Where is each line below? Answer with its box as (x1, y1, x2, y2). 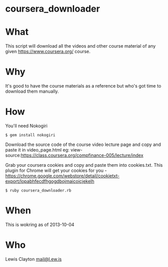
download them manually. (5, 88, 59, 94)
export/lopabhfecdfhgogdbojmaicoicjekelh (5, 178, 95, 184)
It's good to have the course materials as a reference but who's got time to (5, 83, 161, 89)
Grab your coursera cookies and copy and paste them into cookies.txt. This (5, 162, 163, 168)
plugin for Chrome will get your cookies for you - (5, 168, 107, 173)
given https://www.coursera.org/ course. (5, 49, 91, 55)
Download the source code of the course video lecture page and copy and (5, 141, 161, 147)
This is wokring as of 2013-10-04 (5, 221, 75, 227)
